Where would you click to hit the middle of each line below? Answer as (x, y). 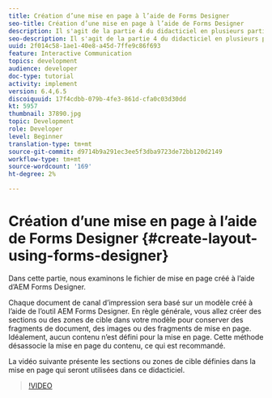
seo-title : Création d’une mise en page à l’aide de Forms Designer (126, 24)
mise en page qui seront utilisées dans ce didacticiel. (97, 370)
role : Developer (36, 129)
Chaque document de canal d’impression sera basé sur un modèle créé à (131, 302)
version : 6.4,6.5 (38, 91)
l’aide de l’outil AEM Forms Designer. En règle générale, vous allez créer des (135, 311)
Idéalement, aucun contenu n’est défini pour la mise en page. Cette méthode (136, 336)
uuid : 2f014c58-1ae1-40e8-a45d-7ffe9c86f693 (85, 46)
